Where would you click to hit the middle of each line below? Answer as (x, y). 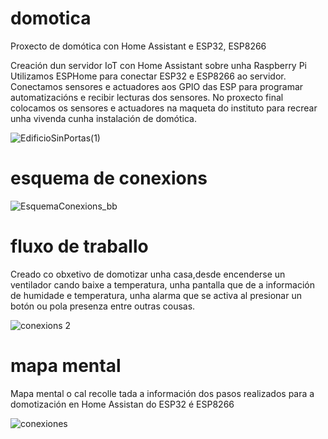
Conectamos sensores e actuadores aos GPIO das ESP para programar (157, 86)
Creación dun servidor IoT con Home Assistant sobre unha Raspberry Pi (159, 65)
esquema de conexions (109, 178)
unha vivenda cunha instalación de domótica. (104, 118)
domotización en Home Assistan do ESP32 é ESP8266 (122, 404)
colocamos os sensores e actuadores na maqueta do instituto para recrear (164, 108)
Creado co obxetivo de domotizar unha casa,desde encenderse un (148, 274)
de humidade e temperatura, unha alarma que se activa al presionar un (156, 295)
